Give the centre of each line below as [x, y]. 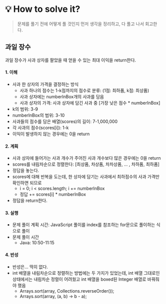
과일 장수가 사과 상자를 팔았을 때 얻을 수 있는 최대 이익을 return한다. [71, 60]
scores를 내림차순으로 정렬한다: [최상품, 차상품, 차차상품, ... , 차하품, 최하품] [86, 164]
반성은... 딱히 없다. [30, 267]
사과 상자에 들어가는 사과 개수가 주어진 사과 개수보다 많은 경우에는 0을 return [86, 158]
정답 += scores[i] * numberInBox [53, 194]
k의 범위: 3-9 [25, 109]
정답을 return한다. [30, 201]
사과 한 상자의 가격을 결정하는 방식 [45, 84]
